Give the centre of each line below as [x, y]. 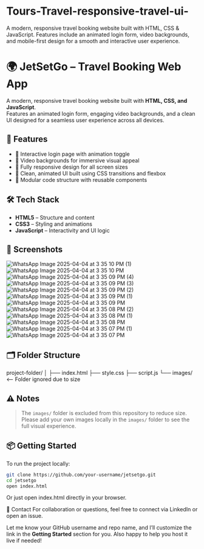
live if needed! [24, 540]
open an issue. [25, 516]
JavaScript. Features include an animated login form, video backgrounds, [98, 34]
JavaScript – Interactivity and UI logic [63, 230]
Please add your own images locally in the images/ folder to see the [105, 419]
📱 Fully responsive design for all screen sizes [72, 167]
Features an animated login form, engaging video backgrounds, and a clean [101, 113]
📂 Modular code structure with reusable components [81, 180]
